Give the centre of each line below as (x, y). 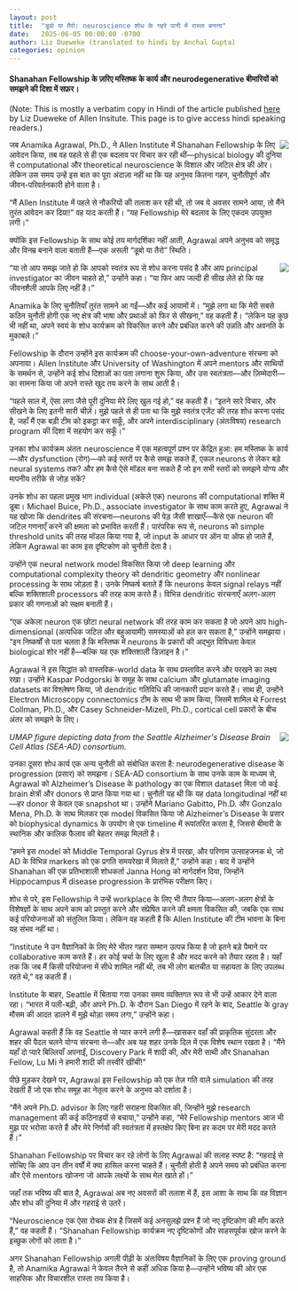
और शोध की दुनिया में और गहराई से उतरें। (68, 1203)
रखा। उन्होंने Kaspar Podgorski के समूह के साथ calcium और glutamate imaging (140, 680)
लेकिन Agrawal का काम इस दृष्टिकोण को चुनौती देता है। (91, 547)
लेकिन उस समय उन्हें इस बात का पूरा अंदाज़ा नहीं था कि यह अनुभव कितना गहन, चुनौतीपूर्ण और (140, 175)
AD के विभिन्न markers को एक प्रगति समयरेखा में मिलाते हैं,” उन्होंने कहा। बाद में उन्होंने (132, 862)
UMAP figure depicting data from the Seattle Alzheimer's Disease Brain (140, 737)
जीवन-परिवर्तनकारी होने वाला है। (55, 185)
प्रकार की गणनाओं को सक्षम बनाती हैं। (61, 604)
